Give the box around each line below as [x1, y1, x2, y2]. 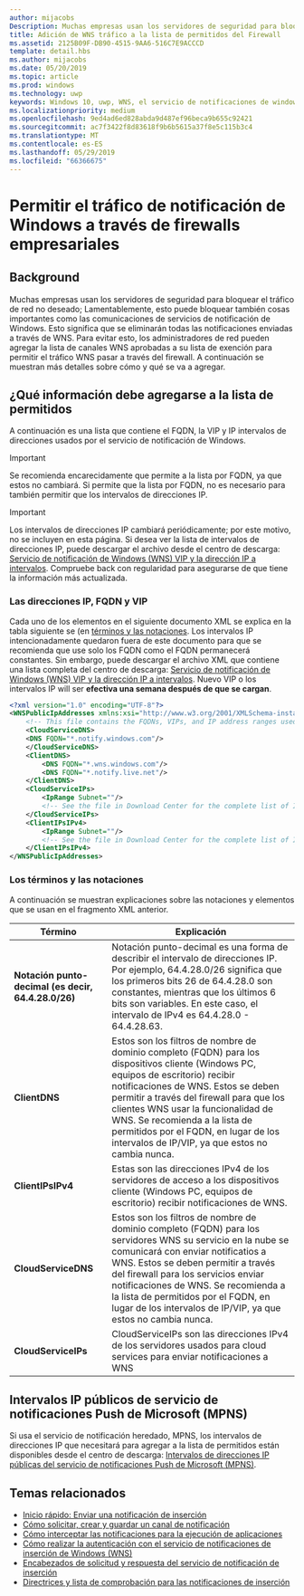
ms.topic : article [9, 72, 79, 81]
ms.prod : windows [9, 81, 75, 90]
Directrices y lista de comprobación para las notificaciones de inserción [22, 1577, 290, 1588]
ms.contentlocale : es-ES [9, 139, 103, 148]
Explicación [175, 925, 227, 938]
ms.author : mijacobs [9, 55, 88, 64]
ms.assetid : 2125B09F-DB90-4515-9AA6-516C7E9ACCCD [9, 38, 204, 48]
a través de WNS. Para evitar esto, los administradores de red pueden [9, 332, 270, 343]
